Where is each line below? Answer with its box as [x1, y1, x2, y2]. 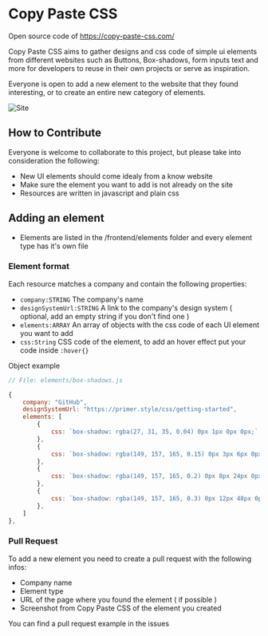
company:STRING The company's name [19, 294, 144, 304]
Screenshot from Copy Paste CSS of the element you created [19, 603, 222, 613]
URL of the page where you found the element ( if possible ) [19, 595, 218, 604]
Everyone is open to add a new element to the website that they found [8, 79, 239, 89]
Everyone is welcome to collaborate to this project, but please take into [8, 147, 242, 156]
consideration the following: [8, 156, 100, 165]
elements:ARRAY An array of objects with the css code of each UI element [19, 320, 260, 330]
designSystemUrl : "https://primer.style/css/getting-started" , [22, 405, 238, 413]
